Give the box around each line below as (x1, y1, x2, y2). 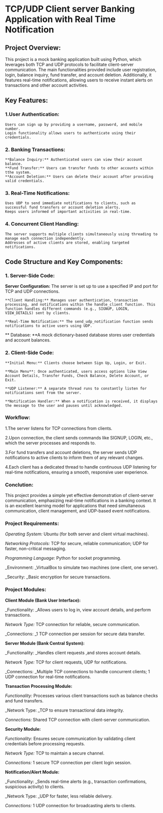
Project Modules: (5, 586, 47, 593)
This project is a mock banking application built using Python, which (5, 57, 142, 62)
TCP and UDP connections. (5, 288, 60, 294)
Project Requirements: (5, 520, 59, 527)
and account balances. (5, 337, 51, 343)
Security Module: (5, 726, 41, 732)
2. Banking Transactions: (5, 146, 66, 153)
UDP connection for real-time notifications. (5, 674, 91, 680)
